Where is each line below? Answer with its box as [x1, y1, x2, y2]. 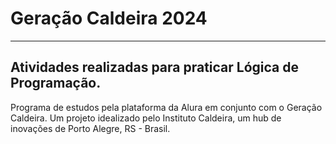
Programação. [10, 75, 102, 92]
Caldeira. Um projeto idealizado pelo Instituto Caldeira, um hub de [10, 112, 282, 124]
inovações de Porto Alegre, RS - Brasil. [10, 122, 171, 134]
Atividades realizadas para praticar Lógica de [10, 59, 299, 76]
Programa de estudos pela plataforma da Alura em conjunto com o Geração [10, 101, 323, 113]
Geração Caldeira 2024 [10, 7, 208, 30]
